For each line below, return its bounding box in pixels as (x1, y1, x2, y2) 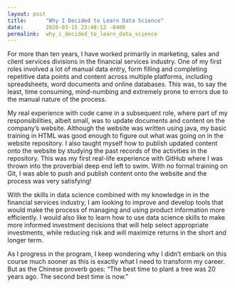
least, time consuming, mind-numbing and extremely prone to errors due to (7, 87, 229, 96)
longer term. (7, 236, 44, 245)
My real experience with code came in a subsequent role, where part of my (7, 109, 228, 117)
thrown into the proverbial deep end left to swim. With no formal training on (7, 161, 228, 171)
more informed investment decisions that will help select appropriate (7, 221, 209, 230)
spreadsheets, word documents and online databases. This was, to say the (7, 80, 227, 89)
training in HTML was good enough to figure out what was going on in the (7, 132, 224, 140)
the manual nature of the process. (7, 95, 107, 104)
